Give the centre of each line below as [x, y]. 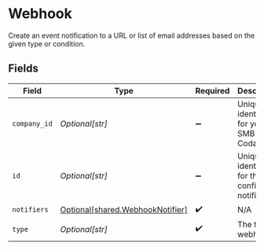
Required [213, 90]
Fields [24, 69]
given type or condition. [47, 43]
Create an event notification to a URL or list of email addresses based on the [132, 35]
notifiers [30, 210]
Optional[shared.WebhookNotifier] [124, 210]
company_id [32, 123]
